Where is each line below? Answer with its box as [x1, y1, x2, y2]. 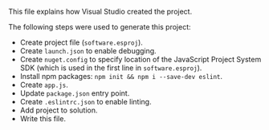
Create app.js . [19, 80, 68, 89]
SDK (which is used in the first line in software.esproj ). [19, 63, 202, 73]
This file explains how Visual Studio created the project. [8, 7, 193, 16]
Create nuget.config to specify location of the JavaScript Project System [19, 55, 262, 64]
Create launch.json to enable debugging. [19, 46, 157, 55]
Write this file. [19, 114, 67, 123]
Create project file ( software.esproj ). [19, 37, 143, 47]
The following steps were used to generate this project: [8, 22, 191, 31]
